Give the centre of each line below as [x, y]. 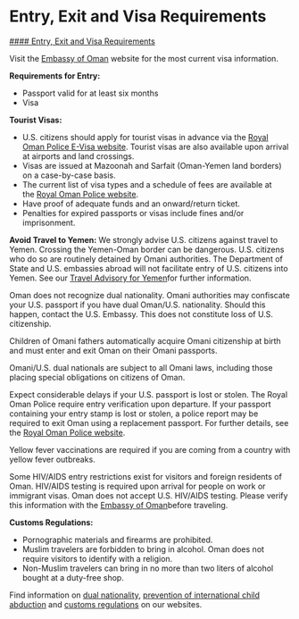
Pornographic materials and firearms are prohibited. [117, 540]
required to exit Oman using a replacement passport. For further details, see [149, 422]
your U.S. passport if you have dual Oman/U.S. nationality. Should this [137, 305]
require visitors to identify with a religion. [97, 558]
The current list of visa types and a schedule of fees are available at [147, 184]
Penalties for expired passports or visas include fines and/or [133, 213]
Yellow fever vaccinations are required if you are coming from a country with [150, 449]
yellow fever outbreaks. [52, 459]
